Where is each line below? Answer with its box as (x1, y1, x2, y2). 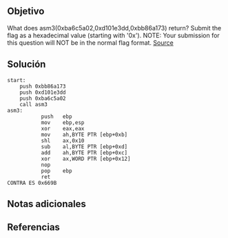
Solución (7, 59, 46, 70)
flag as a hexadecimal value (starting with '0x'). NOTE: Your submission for (7, 31, 220, 39)
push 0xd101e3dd (19, 89, 67, 96)
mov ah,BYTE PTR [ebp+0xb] (41, 131, 128, 138)
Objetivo (7, 6, 45, 17)
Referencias (7, 221, 61, 233)
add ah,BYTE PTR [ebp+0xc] (41, 149, 128, 156)
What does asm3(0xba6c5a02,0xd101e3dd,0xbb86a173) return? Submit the (7, 23, 222, 32)
